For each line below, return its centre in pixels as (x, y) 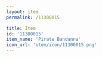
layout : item (22, 12)
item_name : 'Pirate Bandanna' (44, 40)
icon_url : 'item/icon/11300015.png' (52, 45)
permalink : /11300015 (33, 17)
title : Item (21, 28)
